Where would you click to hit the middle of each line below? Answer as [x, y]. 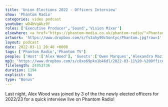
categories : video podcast [33, 19]
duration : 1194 [21, 70]
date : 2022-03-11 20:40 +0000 [37, 47]
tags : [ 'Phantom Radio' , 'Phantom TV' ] [45, 51]
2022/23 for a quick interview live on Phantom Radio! [60, 99]
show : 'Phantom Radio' [29, 14]
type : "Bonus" [20, 79]
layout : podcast [22, 42]
